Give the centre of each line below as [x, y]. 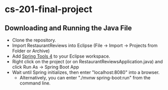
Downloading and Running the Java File [68, 28]
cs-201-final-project [49, 9]
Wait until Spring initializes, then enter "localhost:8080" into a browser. [86, 72]
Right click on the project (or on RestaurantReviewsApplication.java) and [87, 61]
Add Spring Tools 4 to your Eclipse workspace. [61, 56]
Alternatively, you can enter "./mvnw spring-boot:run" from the [85, 78]
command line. [35, 83]
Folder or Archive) [31, 51]
